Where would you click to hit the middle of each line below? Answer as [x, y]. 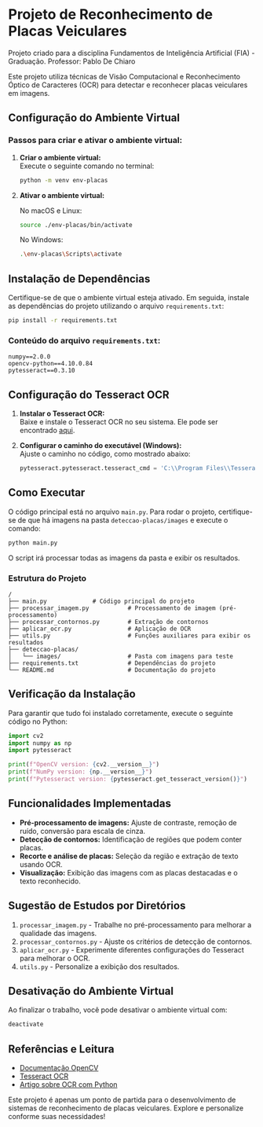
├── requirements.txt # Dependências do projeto [112, 663]
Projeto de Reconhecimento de [111, 15]
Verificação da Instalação [72, 694]
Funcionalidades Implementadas [89, 804]
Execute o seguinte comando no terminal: [87, 166]
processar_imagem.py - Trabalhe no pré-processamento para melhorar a [135, 924]
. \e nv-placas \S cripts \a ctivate [71, 254]
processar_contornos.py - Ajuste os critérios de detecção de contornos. [136, 942]
